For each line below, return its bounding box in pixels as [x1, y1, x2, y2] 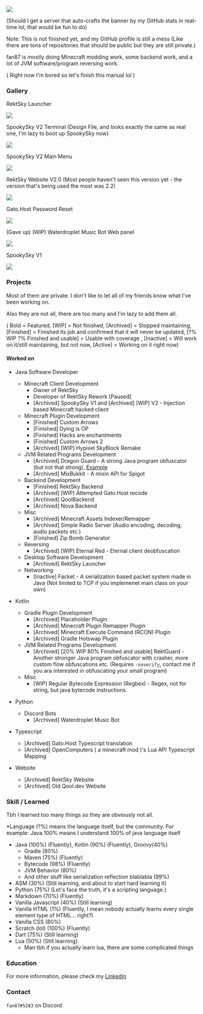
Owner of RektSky [33, 386, 79, 393]
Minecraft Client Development [24, 380, 98, 387]
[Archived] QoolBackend [33, 496, 95, 503]
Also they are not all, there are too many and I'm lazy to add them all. [6, 310, 177, 317]
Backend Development [24, 476, 81, 483]
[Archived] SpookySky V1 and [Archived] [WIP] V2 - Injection [33, 399, 185, 407]
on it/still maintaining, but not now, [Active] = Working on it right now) [6, 341, 179, 348]
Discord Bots [24, 710, 56, 717]
